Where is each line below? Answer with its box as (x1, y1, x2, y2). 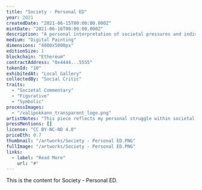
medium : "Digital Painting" (6, 37, 77, 43)
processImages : (6, 104, 44, 110)
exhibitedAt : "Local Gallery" (6, 71, 82, 77)
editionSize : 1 (6, 48, 44, 54)
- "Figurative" (11, 93, 50, 99)
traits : (6, 82, 26, 88)
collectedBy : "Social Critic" (6, 76, 82, 82)
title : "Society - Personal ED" (6, 8, 87, 15)
